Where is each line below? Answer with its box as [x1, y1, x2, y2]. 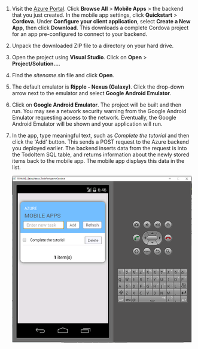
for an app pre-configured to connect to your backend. [11, 31, 148, 38]
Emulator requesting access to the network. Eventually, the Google [11, 114, 176, 121]
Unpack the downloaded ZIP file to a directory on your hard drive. [11, 42, 174, 49]
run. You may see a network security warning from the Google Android [11, 108, 187, 114]
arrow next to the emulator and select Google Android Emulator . [11, 90, 172, 96]
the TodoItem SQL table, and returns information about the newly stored [11, 151, 190, 158]
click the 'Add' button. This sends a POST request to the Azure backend [11, 138, 190, 145]
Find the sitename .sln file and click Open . [11, 72, 115, 78]
